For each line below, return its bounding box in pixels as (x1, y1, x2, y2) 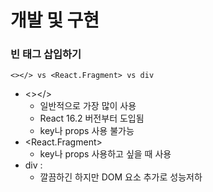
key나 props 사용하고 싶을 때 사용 (39, 148, 172, 160)
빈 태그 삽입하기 (10, 47, 82, 61)
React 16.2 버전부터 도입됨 (39, 112, 145, 125)
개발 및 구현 (10, 9, 100, 32)
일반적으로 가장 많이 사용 (39, 100, 137, 112)
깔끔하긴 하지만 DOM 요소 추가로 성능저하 (39, 171, 203, 183)
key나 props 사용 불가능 (39, 125, 135, 137)
